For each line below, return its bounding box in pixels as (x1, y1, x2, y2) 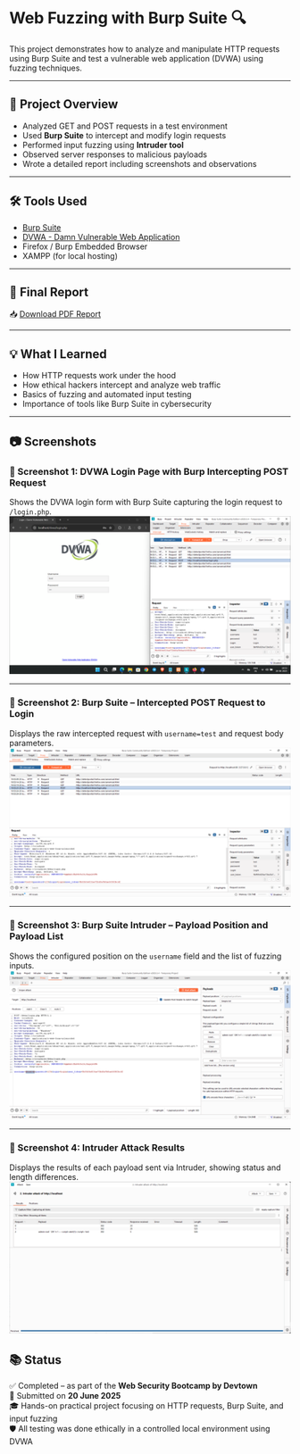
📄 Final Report (9, 284, 89, 300)
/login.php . (9, 506, 52, 517)
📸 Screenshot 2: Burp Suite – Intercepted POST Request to (9, 696, 266, 709)
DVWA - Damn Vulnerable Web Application (21, 231, 180, 242)
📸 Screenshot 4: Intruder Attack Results (9, 1142, 186, 1154)
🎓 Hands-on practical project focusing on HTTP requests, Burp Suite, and (9, 1400, 284, 1411)
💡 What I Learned (9, 346, 107, 361)
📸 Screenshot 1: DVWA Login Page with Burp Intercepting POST (9, 465, 288, 478)
